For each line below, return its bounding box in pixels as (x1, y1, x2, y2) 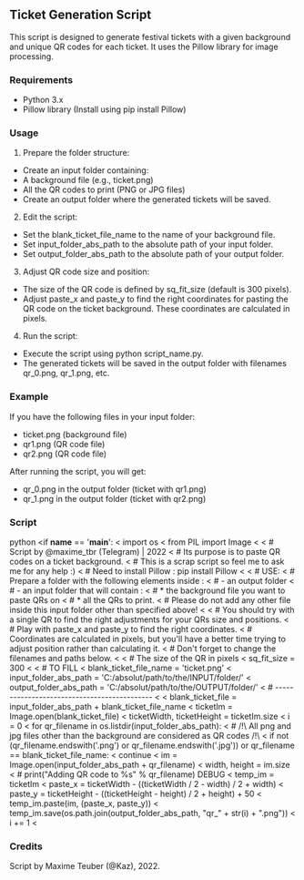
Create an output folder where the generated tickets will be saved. (22, 194, 271, 205)
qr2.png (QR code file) (22, 448, 107, 459)
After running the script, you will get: (9, 466, 147, 476)
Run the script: (22, 331, 78, 342)
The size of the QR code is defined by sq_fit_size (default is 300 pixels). (22, 284, 292, 295)
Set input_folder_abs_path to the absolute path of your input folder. (22, 239, 274, 250)
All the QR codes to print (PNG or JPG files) (22, 184, 186, 195)
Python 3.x (22, 95, 64, 106)
